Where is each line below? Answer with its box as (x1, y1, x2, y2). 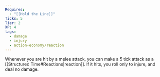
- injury (9, 38, 27, 43)
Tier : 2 (5, 20, 21, 26)
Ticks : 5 (5, 16, 23, 21)
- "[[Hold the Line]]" (9, 12, 55, 16)
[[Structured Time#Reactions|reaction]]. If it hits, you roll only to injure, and (5, 61, 156, 67)
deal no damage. (5, 66, 39, 72)
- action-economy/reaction (9, 43, 64, 48)
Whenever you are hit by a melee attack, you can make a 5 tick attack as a (5, 56, 154, 62)
